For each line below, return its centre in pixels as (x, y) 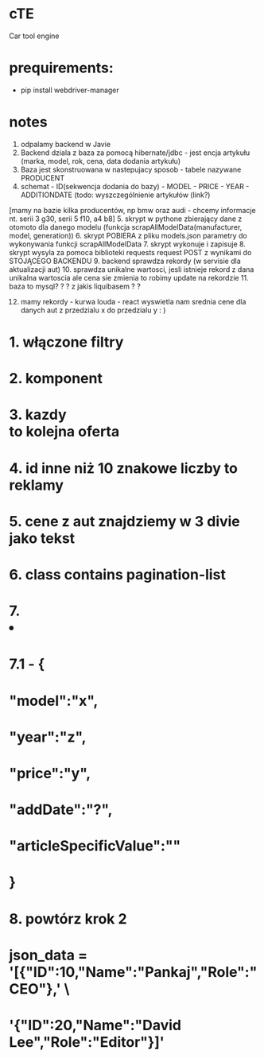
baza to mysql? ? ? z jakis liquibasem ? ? (75, 286)
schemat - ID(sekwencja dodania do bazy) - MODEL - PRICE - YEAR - (135, 186)
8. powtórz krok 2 (68, 918)
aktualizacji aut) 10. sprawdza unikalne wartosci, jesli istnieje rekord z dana (132, 269)
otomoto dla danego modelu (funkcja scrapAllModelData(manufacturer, (126, 227)
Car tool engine (34, 36)
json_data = (49, 955)
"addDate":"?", (61, 810)
